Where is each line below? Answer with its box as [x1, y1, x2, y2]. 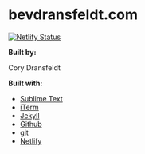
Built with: [8, 78, 43, 88]
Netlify [19, 136, 42, 145]
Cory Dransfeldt [8, 62, 61, 73]
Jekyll [19, 110, 40, 120]
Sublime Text [19, 93, 64, 103]
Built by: [8, 47, 37, 57]
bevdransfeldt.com [8, 6, 138, 24]
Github [19, 119, 42, 128]
